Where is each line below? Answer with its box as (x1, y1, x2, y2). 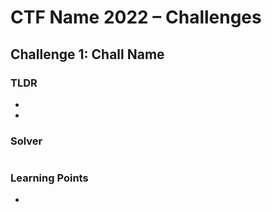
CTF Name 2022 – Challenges (10, 6, 262, 29)
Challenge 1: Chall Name (10, 46, 165, 63)
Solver (10, 134, 43, 148)
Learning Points (10, 171, 89, 185)
